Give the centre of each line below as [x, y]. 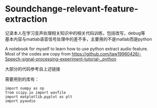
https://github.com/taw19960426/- [107, 54]
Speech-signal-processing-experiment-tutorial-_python [61, 59]
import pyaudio [20, 101]
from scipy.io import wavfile [36, 93]
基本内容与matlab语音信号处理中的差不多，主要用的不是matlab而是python [78, 39]
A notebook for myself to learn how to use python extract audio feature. [77, 49]
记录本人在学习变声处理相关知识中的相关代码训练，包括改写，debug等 [75, 33]
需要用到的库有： [22, 79]
